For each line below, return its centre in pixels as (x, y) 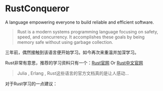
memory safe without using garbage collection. (65, 42)
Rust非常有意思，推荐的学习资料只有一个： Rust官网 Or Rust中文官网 (74, 62)
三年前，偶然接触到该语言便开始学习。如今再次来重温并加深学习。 (72, 52)
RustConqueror (37, 9)
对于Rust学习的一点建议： (31, 84)
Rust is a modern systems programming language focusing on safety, (88, 31)
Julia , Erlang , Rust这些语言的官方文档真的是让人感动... (73, 73)
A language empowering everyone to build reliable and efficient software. (80, 22)
